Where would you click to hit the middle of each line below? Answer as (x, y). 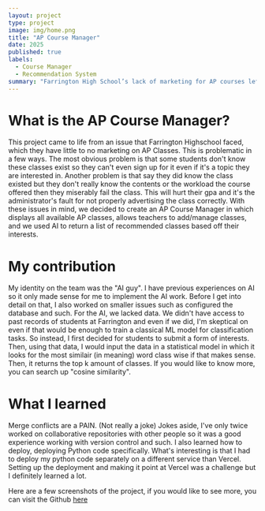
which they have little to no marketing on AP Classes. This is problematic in (130, 151)
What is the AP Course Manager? (119, 120)
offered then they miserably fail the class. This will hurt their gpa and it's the (132, 192)
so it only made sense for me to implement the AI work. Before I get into (125, 297)
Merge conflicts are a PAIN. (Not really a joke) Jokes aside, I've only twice (128, 426)
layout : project (35, 15)
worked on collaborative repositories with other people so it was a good (125, 434)
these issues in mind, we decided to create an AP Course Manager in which (131, 209)
